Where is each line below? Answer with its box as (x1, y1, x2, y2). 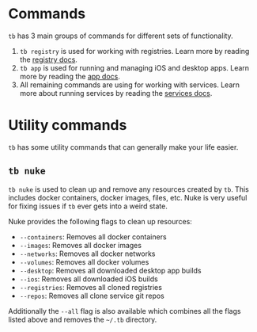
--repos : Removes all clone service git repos (19, 291, 164, 300)
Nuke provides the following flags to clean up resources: (8, 216, 192, 226)
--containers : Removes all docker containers (19, 231, 168, 242)
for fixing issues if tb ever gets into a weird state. (8, 201, 168, 211)
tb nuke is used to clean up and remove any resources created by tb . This (8, 184, 249, 194)
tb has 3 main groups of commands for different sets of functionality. (8, 31, 233, 40)
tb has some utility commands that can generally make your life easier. (8, 142, 239, 151)
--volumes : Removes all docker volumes (19, 257, 149, 266)
